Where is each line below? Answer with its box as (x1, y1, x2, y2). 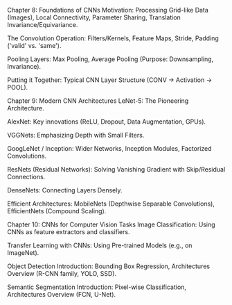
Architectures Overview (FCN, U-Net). (7, 290, 116, 298)
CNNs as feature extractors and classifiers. (7, 228, 130, 236)
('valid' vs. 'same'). (7, 42, 62, 49)
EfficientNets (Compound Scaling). (7, 207, 107, 215)
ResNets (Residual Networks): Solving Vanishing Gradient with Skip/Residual (7, 165, 226, 173)
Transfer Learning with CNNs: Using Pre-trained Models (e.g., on (7, 241, 193, 249)
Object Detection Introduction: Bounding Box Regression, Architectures (7, 262, 210, 270)
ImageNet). (7, 249, 39, 256)
